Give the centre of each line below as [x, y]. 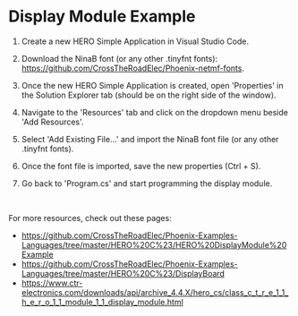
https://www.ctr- [52, 283]
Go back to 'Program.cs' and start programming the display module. [147, 183]
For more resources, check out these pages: [90, 218]
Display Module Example [102, 17]
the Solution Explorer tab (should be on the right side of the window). [149, 95]
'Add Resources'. [52, 122]
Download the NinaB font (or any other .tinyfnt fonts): [119, 58]
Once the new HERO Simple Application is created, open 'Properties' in [152, 85]
